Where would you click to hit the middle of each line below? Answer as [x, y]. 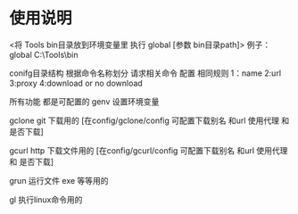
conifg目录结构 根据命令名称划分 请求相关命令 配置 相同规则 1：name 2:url [145, 73]
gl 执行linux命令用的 [46, 199]
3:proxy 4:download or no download [76, 83]
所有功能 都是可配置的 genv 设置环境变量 [84, 101]
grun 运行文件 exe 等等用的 [59, 180]
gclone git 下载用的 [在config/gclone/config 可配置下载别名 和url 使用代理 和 [149, 120]
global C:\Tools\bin [44, 54]
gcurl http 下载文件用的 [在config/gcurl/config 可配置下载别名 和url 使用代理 [149, 150]
